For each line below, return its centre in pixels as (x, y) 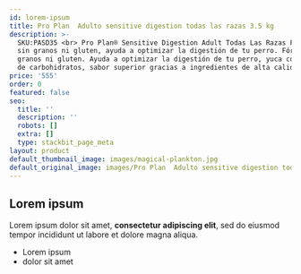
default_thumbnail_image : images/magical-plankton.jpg (114, 159)
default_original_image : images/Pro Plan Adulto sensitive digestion (144, 167)
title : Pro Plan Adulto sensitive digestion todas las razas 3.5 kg (142, 26)
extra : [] (35, 134)
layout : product (39, 150)
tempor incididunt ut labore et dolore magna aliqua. (104, 235)
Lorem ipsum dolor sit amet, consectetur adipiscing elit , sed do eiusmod (145, 226)
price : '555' (34, 76)
